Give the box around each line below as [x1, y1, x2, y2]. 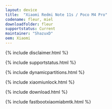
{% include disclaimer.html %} [5, 49, 68, 56]
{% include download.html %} [5, 89, 68, 95]
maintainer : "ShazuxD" [5, 31, 53, 36]
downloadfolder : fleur [5, 21, 53, 27]
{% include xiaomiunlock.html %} [5, 79, 75, 85]
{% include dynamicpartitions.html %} [5, 69, 85, 75]
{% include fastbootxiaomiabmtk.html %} [5, 98, 91, 104]
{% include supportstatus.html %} [5, 59, 77, 65]
